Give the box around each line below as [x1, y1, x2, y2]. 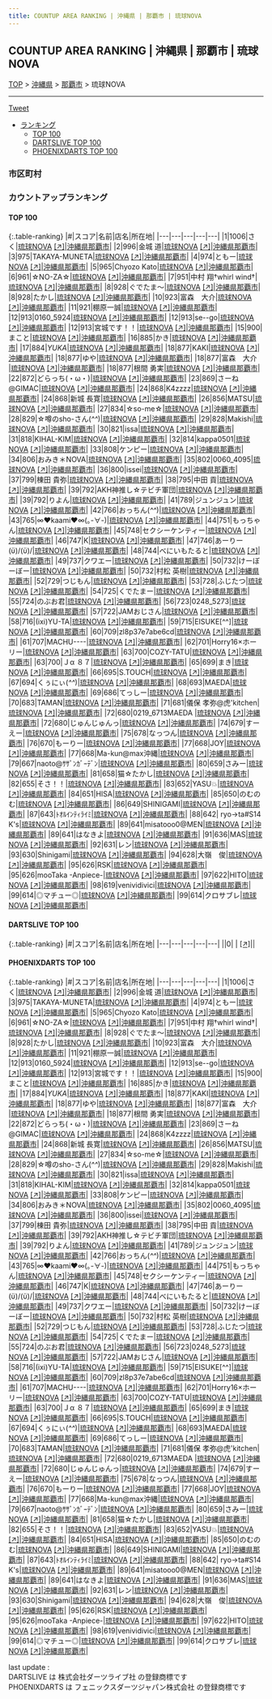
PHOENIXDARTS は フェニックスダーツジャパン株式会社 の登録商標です [8, 1682, 247, 1692]
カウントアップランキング [8, 192, 108, 204]
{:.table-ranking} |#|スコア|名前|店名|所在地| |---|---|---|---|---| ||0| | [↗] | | [8, 938, 256, 949]
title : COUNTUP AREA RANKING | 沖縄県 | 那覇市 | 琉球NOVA [8, 11, 202, 20]
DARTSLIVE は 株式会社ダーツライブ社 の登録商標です [8, 1671, 188, 1681]
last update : [8, 1662, 50, 1671]
